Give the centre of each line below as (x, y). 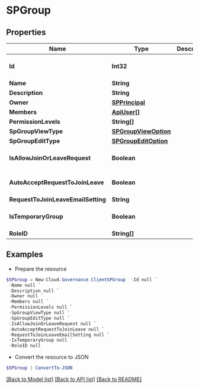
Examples (25, 254)
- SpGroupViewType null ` (39, 313)
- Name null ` (25, 285)
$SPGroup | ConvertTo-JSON (39, 368)
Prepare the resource (41, 269)
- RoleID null (25, 346)
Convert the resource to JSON (52, 357)
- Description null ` (34, 291)
